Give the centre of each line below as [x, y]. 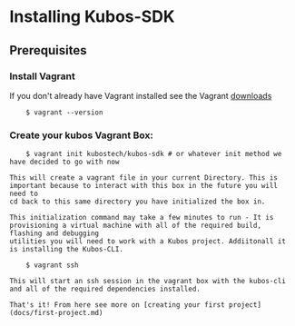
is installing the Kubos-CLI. [67, 250]
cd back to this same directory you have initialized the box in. [138, 202]
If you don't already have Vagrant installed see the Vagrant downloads [141, 95]
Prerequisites [48, 50]
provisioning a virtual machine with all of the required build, [135, 226]
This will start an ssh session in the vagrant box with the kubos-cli [147, 282]
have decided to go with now [64, 162]
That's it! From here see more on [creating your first [117, 305]
